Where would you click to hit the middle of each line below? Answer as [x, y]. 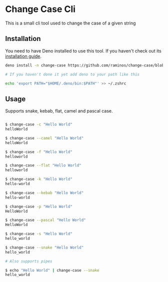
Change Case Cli [40, 9]
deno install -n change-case [35, 65]
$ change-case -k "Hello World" [39, 179]
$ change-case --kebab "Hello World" [44, 193]
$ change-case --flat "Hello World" [43, 165]
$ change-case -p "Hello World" [39, 206]
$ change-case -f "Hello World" [39, 152]
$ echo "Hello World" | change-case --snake [52, 270]
